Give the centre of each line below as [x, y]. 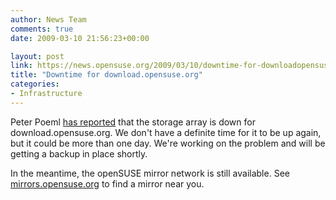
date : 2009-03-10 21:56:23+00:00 [80, 38]
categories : [35, 84]
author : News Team [48, 19]
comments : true [42, 29]
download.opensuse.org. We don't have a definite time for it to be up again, [166, 132]
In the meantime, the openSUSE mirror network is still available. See [150, 173]
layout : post [37, 56]
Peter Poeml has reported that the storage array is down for [133, 122]
